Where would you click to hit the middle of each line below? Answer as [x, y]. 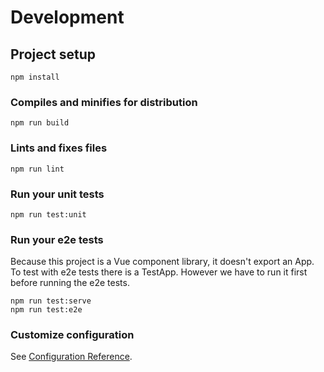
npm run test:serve [51, 301]
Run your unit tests [57, 194]
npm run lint [37, 169]
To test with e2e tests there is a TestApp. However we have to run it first [159, 272]
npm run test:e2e [46, 310]
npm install [35, 77]
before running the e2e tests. [70, 283]
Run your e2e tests [57, 239]
